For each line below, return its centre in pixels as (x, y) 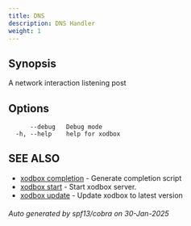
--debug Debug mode (66, 127)
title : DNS (27, 16)
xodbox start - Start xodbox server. (78, 186)
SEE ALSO (34, 159)
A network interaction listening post (67, 83)
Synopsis (32, 63)
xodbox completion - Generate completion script (101, 178)
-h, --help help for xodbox (68, 134)
